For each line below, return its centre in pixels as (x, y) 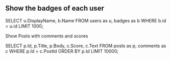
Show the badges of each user (55, 8)
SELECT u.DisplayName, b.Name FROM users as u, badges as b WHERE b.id (86, 20)
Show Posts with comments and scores (47, 36)
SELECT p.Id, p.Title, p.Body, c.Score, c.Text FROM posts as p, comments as (86, 46)
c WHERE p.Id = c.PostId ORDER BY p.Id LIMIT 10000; (62, 51)
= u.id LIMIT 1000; (24, 26)
